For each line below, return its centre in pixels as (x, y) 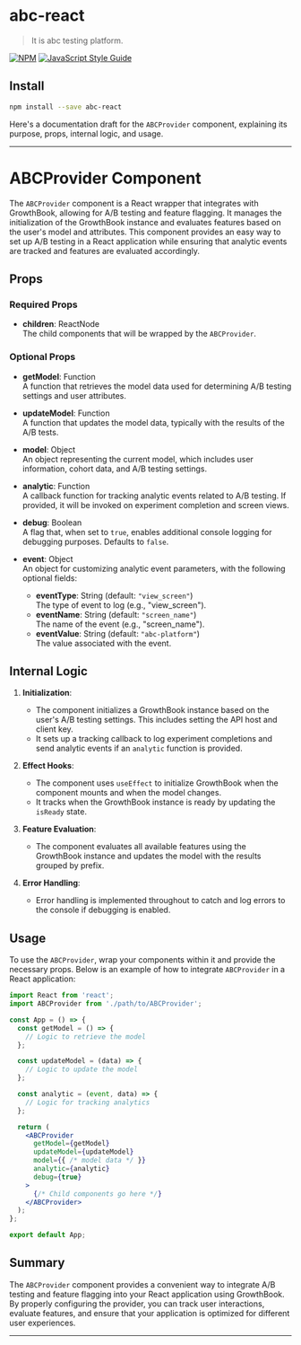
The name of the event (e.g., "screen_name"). (120, 624)
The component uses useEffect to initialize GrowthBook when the (157, 783)
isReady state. (61, 812)
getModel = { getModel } (71, 1144)
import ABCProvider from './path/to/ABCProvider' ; (106, 1004)
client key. (54, 729)
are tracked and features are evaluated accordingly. (104, 251)
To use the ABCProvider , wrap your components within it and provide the (142, 960)
